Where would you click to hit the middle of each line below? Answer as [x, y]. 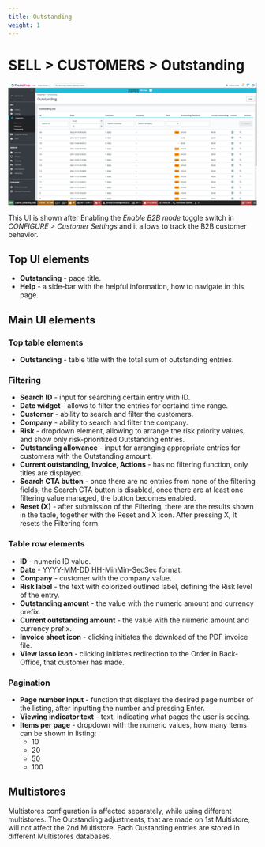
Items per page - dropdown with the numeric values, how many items [133, 724]
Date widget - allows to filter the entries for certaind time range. [124, 406]
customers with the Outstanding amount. [86, 456]
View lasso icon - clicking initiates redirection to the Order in [119, 653]
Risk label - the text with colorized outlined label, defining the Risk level [136, 586]
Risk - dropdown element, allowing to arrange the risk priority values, [132, 431]
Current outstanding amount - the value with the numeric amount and [134, 620]
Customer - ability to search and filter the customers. [106, 414]
